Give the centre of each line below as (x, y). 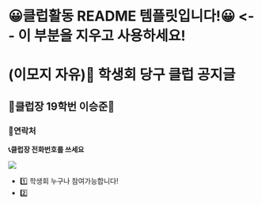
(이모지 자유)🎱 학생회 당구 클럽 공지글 (122, 75)
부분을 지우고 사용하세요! (110, 36)
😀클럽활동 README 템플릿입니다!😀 (122, 16)
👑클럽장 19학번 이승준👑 (61, 106)
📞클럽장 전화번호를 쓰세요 (46, 150)
